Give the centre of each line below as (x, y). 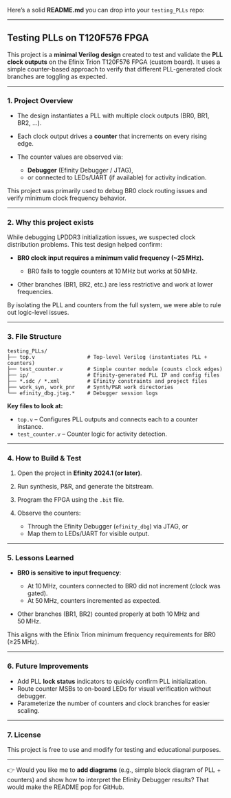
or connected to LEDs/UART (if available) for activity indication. (117, 177)
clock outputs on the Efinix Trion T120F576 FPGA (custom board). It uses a (114, 62)
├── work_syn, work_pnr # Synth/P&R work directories (90, 387)
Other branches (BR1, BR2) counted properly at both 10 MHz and (108, 614)
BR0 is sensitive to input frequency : (69, 573)
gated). (37, 593)
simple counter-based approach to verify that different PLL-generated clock (114, 69)
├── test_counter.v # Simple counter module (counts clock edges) (115, 369)
